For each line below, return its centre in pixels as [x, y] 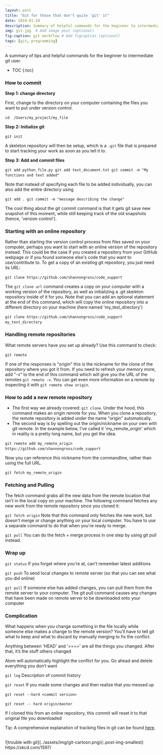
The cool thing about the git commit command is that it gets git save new [78, 208]
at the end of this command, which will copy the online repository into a [76, 302]
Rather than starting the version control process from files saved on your [78, 242]
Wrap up [15, 553]
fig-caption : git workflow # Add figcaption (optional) [63, 36]
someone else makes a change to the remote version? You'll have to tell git [80, 631]
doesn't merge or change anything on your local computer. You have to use [81, 520]
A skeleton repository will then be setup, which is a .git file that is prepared [81, 146]
